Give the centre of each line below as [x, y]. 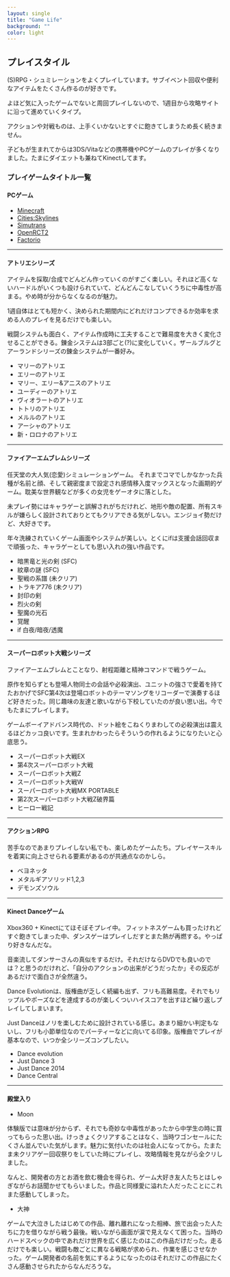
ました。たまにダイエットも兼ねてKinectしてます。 [78, 158]
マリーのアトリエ [41, 366]
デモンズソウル [38, 888]
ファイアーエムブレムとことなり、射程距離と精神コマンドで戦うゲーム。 [108, 669]
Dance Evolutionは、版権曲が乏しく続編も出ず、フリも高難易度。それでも [111, 991]
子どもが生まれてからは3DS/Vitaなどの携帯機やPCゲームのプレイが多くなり [114, 150]
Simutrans [31, 225]
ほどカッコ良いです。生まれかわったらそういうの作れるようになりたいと [115, 733]
